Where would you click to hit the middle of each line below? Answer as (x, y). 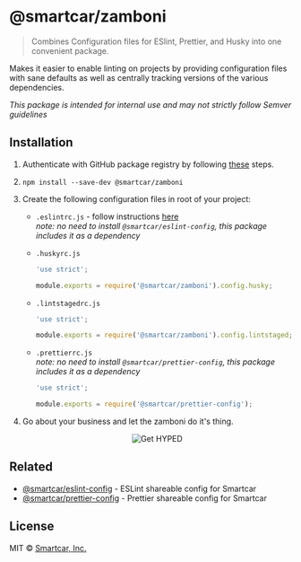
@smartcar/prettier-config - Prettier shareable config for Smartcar (144, 498)
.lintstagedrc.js (68, 303)
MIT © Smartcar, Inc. (48, 548)
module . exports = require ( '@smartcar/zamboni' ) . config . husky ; (154, 285)
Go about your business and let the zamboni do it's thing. (128, 421)
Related (31, 467)
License (32, 527)
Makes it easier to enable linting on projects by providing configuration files (148, 68)
